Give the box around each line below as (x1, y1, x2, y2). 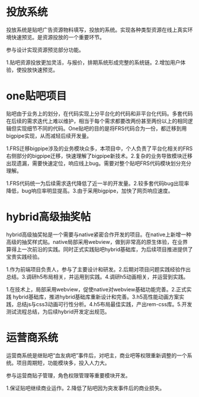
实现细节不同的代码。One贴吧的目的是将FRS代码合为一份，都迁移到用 (16, 125, 187, 132)
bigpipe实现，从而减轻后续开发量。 (6, 132, 92, 139)
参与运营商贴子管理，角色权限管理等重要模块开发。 (6, 371, 131, 379)
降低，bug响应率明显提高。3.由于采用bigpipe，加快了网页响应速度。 (6, 187, 174, 194)
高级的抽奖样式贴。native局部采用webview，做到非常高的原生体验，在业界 (6, 238, 188, 245)
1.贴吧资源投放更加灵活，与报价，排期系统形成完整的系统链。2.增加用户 (6, 59, 181, 66)
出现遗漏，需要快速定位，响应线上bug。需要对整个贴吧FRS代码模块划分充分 (6, 160, 191, 167)
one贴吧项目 (6, 90, 67, 103)
